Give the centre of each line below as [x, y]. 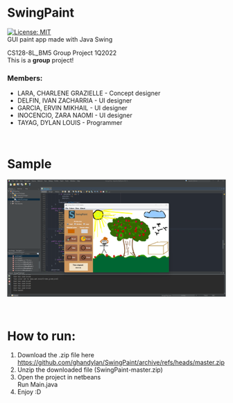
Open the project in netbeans [59, 377]
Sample [29, 164]
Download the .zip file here [56, 355]
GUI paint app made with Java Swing [60, 39]
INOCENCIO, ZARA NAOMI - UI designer [75, 115]
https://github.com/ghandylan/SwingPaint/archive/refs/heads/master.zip [121, 363]
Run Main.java [37, 385]
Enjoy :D [29, 392]
